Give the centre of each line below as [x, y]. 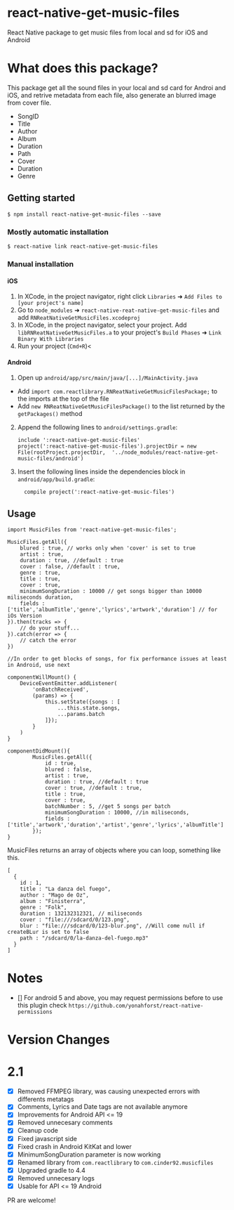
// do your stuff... [50, 628]
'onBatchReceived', [61, 690]
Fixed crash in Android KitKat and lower [74, 1146]
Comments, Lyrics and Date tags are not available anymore [102, 1107]
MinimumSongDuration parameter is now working [89, 1154]
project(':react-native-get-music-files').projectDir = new [107, 447]
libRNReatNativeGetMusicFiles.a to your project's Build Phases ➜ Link [119, 332]
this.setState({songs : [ [82, 702]
